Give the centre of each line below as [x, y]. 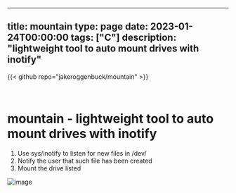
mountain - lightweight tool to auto [111, 119]
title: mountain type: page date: [78, 26]
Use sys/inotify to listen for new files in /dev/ [82, 153]
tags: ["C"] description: [124, 38]
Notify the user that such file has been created [85, 161]
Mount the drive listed [49, 168]
